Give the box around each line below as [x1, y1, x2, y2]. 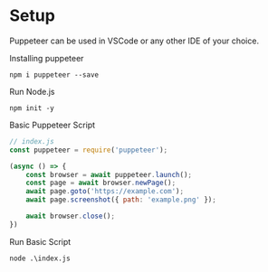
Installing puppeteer [9, 52, 84, 63]
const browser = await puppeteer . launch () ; [25, 170, 193, 179]
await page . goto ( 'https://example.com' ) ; [25, 187, 184, 196]
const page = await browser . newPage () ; [25, 178, 177, 188]
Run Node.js [9, 86, 55, 97]
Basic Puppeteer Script [9, 119, 96, 130]
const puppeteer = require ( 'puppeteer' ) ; [9, 145, 168, 155]
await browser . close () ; [25, 211, 116, 221]
